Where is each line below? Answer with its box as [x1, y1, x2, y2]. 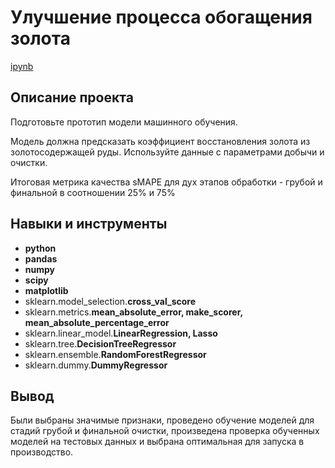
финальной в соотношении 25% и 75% [10, 186, 176, 198]
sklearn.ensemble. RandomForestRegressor [24, 348, 207, 360]
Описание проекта [10, 89, 134, 106]
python [24, 242, 57, 254]
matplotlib [24, 284, 69, 296]
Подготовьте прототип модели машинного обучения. [10, 116, 238, 128]
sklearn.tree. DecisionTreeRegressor [24, 337, 177, 350]
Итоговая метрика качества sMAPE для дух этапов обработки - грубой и [10, 176, 323, 188]
